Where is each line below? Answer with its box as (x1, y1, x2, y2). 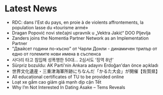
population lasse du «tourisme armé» (11, 24, 88, 30)
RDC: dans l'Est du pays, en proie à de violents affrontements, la (11, 19, 144, 25)
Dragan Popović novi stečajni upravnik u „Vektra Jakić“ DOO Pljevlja (11, 30, 151, 36)
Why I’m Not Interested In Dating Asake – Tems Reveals (11, 84, 125, 90)
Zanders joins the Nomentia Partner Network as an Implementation (11, 35, 149, 41)
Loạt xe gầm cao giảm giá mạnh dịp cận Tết (11, 79, 101, 85)
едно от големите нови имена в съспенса (11, 50, 101, 57)
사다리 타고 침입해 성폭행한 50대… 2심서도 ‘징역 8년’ (11, 56, 114, 62)
